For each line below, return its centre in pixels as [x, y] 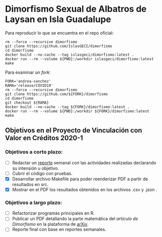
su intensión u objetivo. [36, 168]
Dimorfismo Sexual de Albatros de [76, 9]
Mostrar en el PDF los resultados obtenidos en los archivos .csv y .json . [84, 190]
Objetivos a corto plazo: [34, 152]
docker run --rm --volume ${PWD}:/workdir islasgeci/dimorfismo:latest [79, 59]
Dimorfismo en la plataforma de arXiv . [50, 224]
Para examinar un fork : [28, 72]
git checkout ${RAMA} [27, 103]
